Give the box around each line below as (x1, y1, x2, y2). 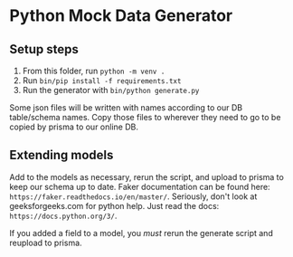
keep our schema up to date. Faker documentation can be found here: (9, 181, 270, 192)
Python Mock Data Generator (9, 5, 233, 26)
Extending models (9, 148, 114, 163)
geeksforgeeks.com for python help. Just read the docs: (9, 200, 220, 211)
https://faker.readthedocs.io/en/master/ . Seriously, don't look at (9, 191, 258, 202)
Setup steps (9, 42, 79, 57)
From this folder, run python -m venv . (22, 65, 165, 76)
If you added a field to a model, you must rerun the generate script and (9, 227, 273, 238)
